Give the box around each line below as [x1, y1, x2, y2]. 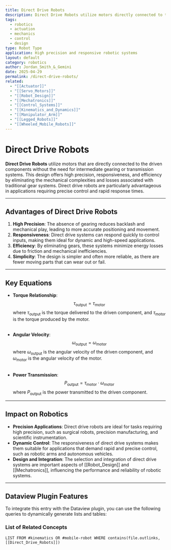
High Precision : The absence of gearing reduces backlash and [12, 221, 145, 227]
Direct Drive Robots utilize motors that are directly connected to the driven [5, 161, 162, 167]
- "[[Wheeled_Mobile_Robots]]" [10, 121, 76, 127]
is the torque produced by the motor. [12, 316, 90, 322]
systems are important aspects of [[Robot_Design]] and [12, 461, 129, 468]
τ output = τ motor [73, 300, 105, 307]
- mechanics [10, 31, 36, 36]
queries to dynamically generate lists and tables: [5, 511, 107, 517]
